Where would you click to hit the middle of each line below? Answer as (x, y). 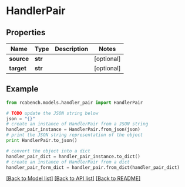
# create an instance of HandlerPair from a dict (68, 162)
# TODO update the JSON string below (52, 113)
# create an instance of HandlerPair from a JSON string (77, 124)
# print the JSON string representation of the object (75, 135)
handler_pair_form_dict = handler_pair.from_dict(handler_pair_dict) (93, 167)
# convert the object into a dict (48, 151)
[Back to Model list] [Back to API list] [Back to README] (73, 178)
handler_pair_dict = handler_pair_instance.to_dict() (73, 157)
